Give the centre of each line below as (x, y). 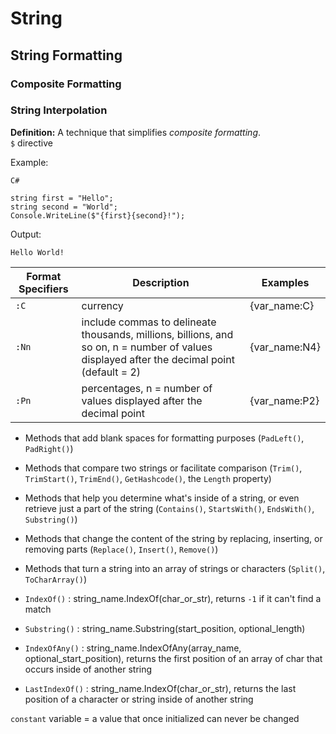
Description (161, 282)
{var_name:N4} (285, 347)
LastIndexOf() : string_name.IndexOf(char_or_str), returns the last (160, 688)
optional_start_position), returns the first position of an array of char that (173, 658)
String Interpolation (59, 110)
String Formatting (66, 55)
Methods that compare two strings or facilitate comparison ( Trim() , (163, 468)
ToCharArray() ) (55, 579)
